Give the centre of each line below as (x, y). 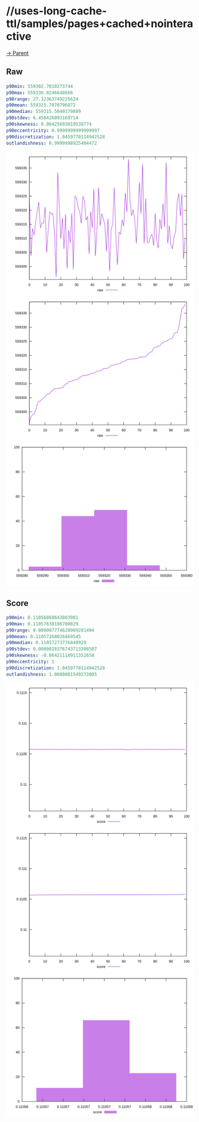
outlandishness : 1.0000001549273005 (52, 674)
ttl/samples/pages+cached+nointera (100, 24)
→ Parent (18, 53)
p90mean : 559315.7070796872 (41, 105)
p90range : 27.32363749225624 (42, 99)
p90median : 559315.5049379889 (44, 112)
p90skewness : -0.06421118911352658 (50, 655)
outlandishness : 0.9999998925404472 (52, 143)
